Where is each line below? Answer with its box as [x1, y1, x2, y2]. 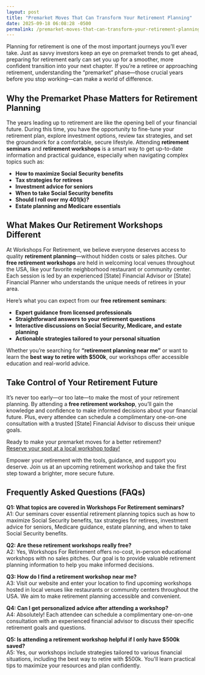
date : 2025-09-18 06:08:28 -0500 [6, 20, 92, 26]
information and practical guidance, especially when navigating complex [6, 151, 189, 159]
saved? [6, 642, 26, 649]
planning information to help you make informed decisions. [6, 561, 154, 568]
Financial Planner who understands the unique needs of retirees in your [6, 278, 186, 285]
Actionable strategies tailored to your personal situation [15, 334, 160, 342]
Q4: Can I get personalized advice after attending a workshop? [6, 604, 169, 611]
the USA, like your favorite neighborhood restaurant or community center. [6, 265, 192, 273]
